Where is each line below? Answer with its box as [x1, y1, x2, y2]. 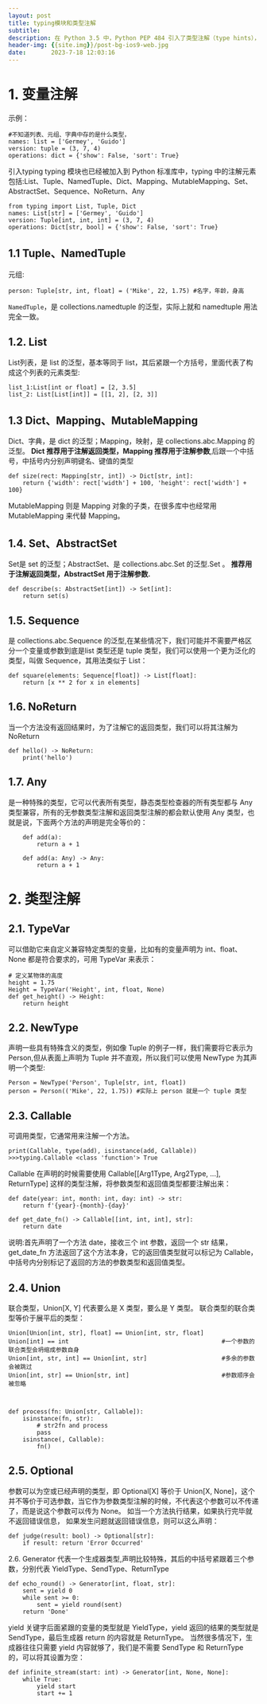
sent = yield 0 [22, 1586, 73, 1595]
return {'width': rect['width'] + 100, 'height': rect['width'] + [22, 479, 247, 487]
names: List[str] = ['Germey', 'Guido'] [8, 209, 145, 217]
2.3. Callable [8, 1108, 72, 1123]
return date [22, 1223, 62, 1231]
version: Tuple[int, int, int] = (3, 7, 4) [8, 216, 155, 224]
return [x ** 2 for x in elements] [22, 678, 141, 686]
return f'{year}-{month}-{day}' [22, 1202, 130, 1210]
